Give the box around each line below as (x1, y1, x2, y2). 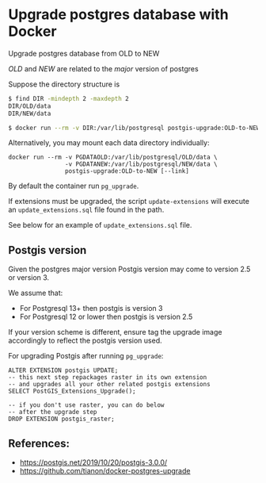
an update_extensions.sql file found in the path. (8, 205, 165, 215)
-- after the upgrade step (8, 408, 97, 416)
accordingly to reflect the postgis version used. (8, 335, 162, 346)
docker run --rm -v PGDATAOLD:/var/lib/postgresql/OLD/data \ (8, 153, 218, 162)
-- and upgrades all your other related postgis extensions (8, 381, 211, 389)
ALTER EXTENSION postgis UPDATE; (8, 366, 119, 374)
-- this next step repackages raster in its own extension (8, 374, 207, 381)
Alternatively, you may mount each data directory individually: (8, 138, 210, 148)
